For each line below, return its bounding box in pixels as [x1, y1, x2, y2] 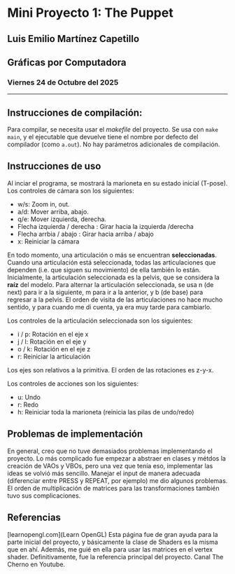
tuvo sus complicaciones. [7, 491, 81, 500]
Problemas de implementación [7, 428, 143, 440]
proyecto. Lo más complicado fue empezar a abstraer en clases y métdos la [7, 454, 226, 463]
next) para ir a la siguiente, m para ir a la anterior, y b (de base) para [7, 288, 204, 296]
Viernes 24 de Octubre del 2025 [7, 77, 119, 87]
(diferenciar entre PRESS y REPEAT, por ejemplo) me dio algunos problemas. [7, 476, 228, 484]
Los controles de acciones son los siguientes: [7, 379, 138, 388]
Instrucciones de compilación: [7, 106, 143, 118]
